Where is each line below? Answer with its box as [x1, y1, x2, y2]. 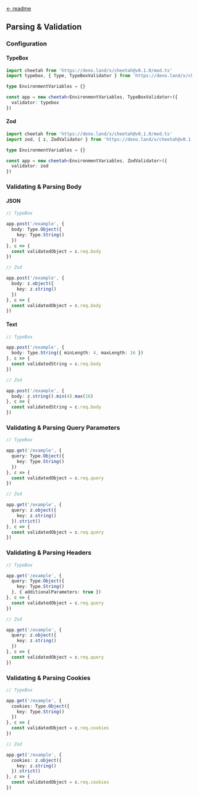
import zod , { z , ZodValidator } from [6, 136, 101, 142]
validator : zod [11, 163, 49, 169]
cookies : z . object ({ [11, 757, 62, 763]
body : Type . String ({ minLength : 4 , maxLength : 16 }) [11, 350, 144, 356]
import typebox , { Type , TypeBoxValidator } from [6, 73, 131, 79]
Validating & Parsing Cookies [6, 673, 91, 682]
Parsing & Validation [6, 22, 82, 32]
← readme [6, 5, 31, 12]
